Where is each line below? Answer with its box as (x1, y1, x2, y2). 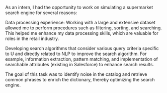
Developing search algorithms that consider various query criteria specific (5, 45, 159, 51)
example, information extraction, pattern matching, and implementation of (5, 56, 158, 62)
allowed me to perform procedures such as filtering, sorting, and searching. (5, 25, 162, 31)
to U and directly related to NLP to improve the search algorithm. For (5, 51, 147, 57)
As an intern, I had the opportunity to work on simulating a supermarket (5, 5, 153, 10)
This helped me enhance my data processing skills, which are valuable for (5, 30, 158, 36)
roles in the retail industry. (5, 35, 59, 41)
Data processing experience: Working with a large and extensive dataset (5, 20, 156, 25)
